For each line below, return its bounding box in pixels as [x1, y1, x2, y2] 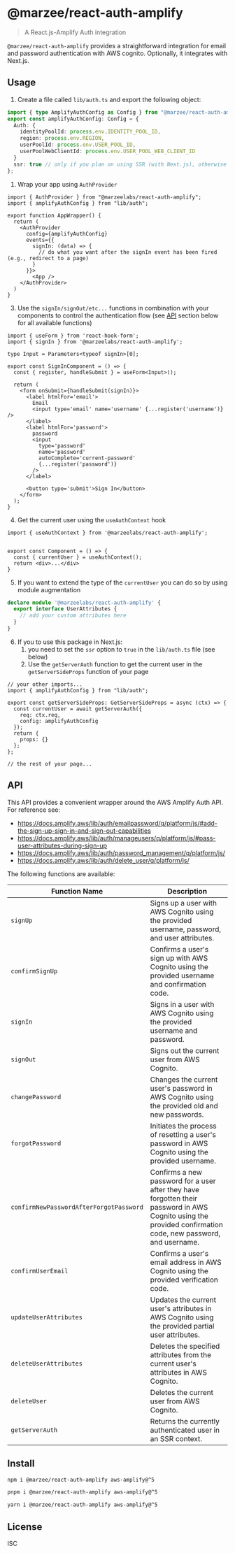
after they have [150, 1185, 200, 1194]
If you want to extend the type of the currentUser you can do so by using [17, 578, 228, 587]
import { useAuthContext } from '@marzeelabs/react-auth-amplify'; [7, 529, 208, 536]
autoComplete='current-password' [38, 455, 136, 461]
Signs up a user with [150, 898, 218, 908]
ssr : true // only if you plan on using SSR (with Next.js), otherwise [13, 161, 227, 168]
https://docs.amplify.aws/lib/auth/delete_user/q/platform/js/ [17, 856, 190, 864]
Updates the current [150, 1295, 217, 1305]
